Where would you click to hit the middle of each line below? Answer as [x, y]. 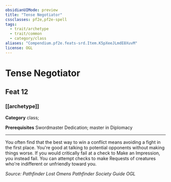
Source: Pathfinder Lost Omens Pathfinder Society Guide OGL [70, 173]
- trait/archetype [30, 29]
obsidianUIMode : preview [32, 10]
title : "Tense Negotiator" [34, 15]
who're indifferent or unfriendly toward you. [51, 164]
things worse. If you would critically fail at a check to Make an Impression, [83, 153]
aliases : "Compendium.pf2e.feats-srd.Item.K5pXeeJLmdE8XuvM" [72, 43]
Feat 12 [17, 92]
